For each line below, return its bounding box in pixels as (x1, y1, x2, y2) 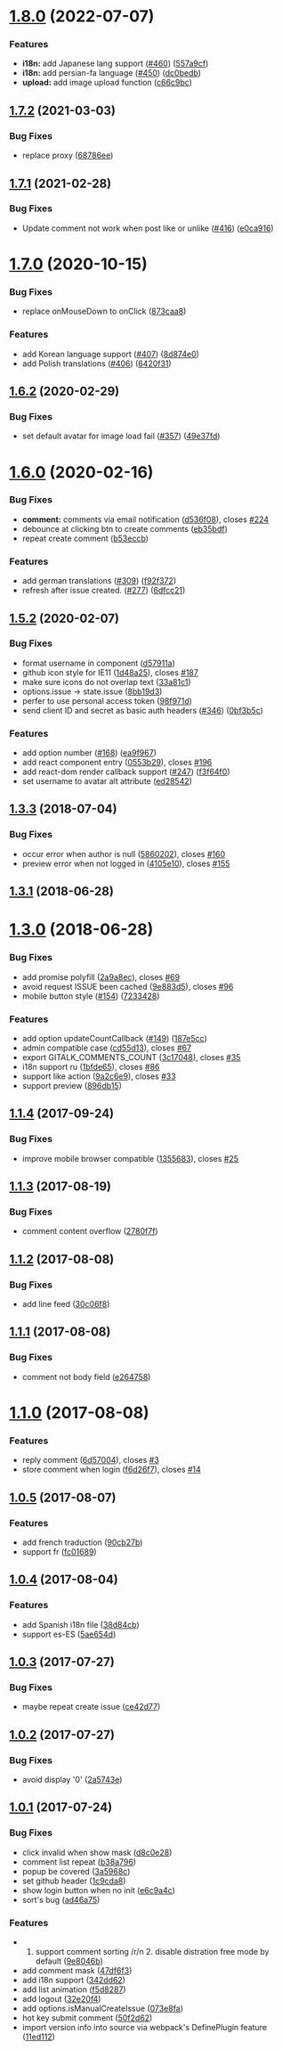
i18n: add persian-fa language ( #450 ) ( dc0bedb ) (21, 68, 202, 78)
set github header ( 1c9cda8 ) (21, 1875, 126, 1886)
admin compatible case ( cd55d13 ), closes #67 (21, 1042, 192, 1053)
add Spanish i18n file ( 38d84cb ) (21, 1619, 140, 1629)
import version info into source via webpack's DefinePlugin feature (21, 2021, 268, 2032)
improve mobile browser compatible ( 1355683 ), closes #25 (21, 1153, 238, 1164)
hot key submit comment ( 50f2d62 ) (21, 2012, 153, 2023)
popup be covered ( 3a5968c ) (21, 1866, 131, 1876)
